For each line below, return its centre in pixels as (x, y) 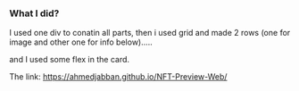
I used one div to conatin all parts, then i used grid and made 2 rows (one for (150, 33)
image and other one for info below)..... (81, 42)
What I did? (34, 13)
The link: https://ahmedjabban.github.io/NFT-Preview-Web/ (118, 77)
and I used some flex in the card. (70, 60)
